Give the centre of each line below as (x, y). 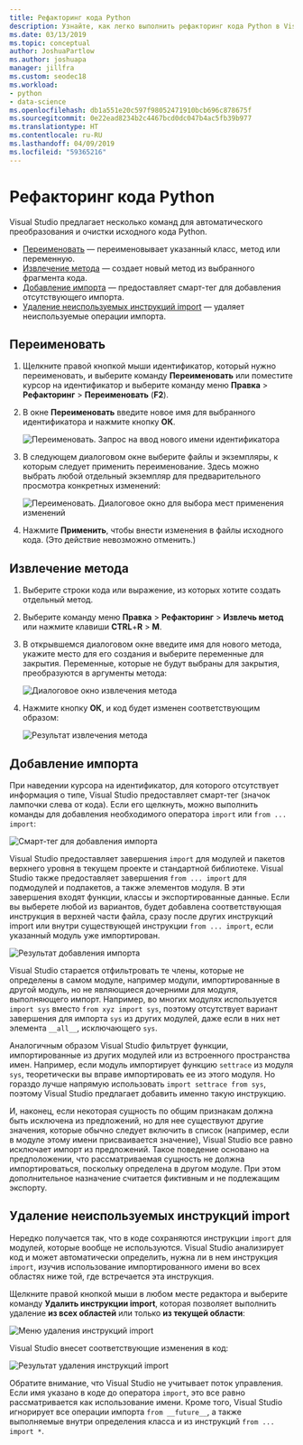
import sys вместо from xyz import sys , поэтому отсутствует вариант (143, 1009)
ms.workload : (34, 85)
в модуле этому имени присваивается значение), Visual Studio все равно (151, 1140)
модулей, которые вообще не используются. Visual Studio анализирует (147, 1247)
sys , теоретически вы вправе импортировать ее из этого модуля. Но (142, 1074)
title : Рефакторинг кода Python (70, 18)
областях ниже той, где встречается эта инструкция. (112, 1276)
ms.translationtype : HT (54, 127)
